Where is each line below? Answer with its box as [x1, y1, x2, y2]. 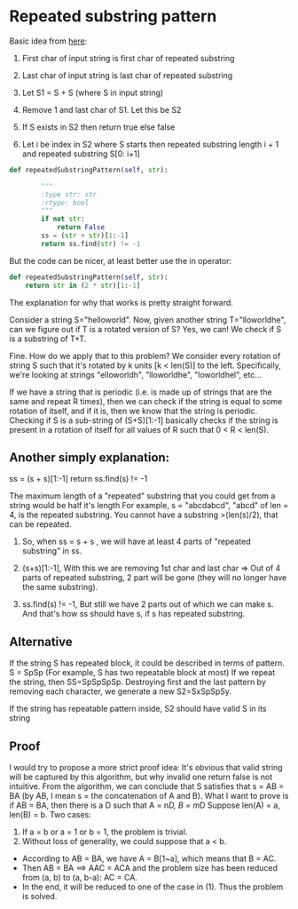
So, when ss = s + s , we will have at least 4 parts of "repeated [21, 536, 251, 547]
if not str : [41, 215, 86, 224]
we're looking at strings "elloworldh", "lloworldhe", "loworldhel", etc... [9, 369, 263, 379]
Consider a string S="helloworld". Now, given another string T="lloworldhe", [9, 314, 286, 325]
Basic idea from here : [9, 36, 88, 46]
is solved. [21, 891, 58, 901]
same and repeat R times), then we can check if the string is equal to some [9, 395, 283, 406]
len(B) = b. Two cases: [9, 809, 91, 819]
